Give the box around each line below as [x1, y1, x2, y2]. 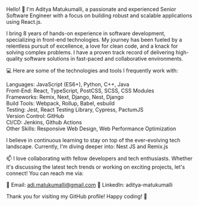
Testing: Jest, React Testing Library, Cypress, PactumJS [6, 106, 144, 113]
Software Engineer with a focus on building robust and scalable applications [6, 12, 192, 19]
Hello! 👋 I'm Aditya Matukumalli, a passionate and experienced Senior [6, 6, 176, 13]
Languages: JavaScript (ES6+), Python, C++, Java [6, 81, 129, 88]
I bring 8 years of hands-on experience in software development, [6, 30, 166, 37]
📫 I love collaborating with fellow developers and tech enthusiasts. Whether [6, 155, 193, 162]
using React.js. [6, 18, 43, 25]
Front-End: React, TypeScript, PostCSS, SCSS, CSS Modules [6, 87, 154, 94]
